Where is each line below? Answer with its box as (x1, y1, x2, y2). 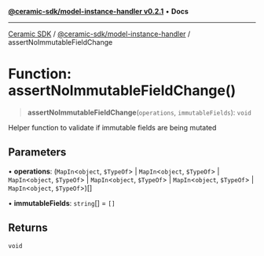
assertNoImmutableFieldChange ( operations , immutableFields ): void (27, 108, 251, 117)
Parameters (8, 145, 67, 159)
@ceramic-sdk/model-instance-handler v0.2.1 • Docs (8, 7, 189, 16)
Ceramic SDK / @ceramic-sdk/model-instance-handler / (8, 29, 191, 38)
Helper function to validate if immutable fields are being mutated (8, 123, 217, 132)
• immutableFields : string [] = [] (8, 198, 115, 207)
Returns (8, 221, 49, 235)
